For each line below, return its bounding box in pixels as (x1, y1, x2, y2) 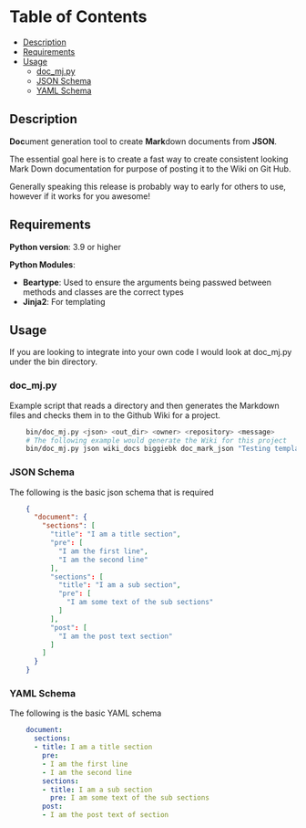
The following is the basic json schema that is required (9, 487, 214, 498)
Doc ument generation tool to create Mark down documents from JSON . (9, 135, 278, 147)
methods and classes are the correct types (22, 286, 184, 298)
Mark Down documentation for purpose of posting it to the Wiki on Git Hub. (9, 162, 291, 174)
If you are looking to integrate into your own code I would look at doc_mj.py (9, 347, 292, 358)
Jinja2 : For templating (22, 296, 107, 307)
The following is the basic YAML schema (9, 707, 162, 718)
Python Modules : (9, 258, 76, 270)
